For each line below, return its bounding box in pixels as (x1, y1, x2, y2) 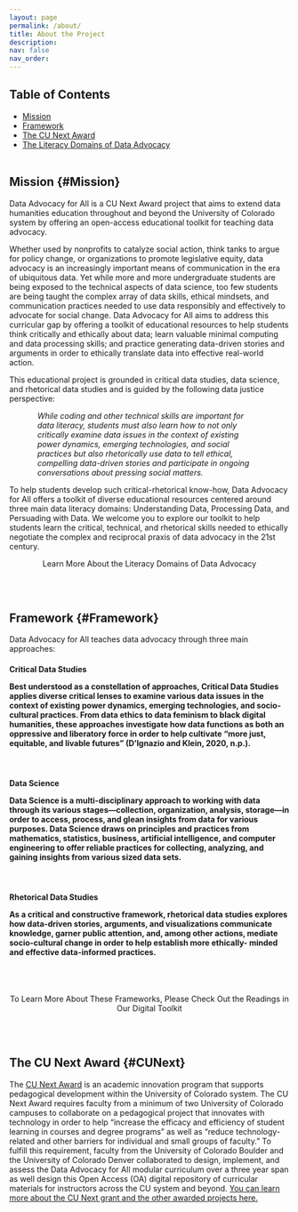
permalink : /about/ (9, 21, 82, 30)
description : (9, 37, 58, 47)
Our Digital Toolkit (117, 1003, 182, 1014)
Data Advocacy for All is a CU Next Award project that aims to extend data (9, 197, 281, 209)
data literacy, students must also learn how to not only (36, 420, 238, 430)
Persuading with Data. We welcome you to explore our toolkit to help (9, 512, 261, 523)
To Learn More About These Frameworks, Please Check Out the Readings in (10, 993, 289, 1005)
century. (9, 541, 40, 551)
